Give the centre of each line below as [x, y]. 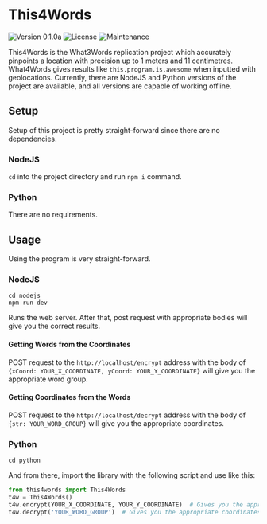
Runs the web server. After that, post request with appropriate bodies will [128, 318]
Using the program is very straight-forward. [79, 259]
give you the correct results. [54, 326]
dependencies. [33, 139]
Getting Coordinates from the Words [70, 397]
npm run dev [28, 303]
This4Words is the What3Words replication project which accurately [120, 52]
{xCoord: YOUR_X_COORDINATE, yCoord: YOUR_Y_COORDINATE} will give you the [132, 370]
